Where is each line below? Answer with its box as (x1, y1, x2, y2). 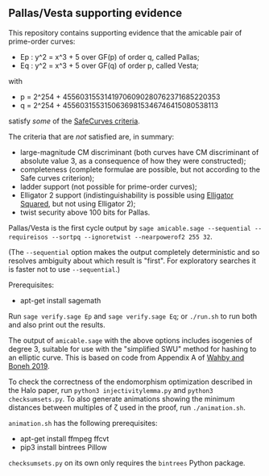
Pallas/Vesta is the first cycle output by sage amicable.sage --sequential (8, 223, 251, 232)
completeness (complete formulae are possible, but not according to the (19, 165, 260, 174)
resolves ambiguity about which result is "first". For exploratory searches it (8, 256, 256, 265)
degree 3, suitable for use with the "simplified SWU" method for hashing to (8, 344, 257, 353)
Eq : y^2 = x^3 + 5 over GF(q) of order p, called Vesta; (19, 61, 199, 70)
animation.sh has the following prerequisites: (8, 418, 159, 428)
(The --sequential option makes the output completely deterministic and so (8, 247, 260, 257)
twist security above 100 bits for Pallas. (19, 207, 151, 217)
